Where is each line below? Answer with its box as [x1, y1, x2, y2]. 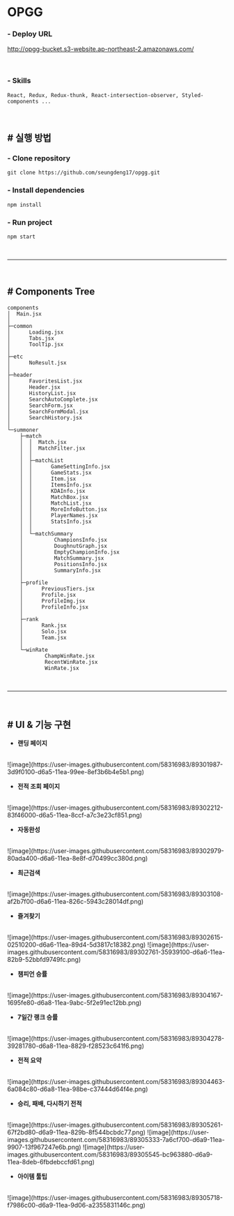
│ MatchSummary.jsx [19, 554, 104, 562]
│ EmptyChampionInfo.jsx [19, 549, 120, 556]
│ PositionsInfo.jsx [19, 561, 108, 568]
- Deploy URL [7, 29, 53, 39]
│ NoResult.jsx [7, 359, 68, 366]
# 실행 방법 [7, 132, 52, 144]
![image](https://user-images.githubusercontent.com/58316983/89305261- [7, 1120, 224, 1129]
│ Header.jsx [7, 383, 61, 391]
